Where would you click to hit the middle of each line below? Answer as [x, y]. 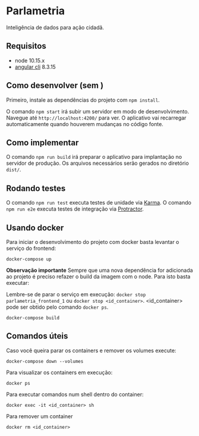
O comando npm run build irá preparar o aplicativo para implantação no [94, 157]
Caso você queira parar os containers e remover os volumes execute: [91, 350]
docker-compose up [29, 259]
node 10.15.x [30, 60]
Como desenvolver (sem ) [55, 85]
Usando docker [35, 228]
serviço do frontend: [31, 248]
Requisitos [26, 46]
